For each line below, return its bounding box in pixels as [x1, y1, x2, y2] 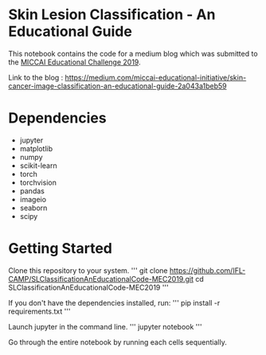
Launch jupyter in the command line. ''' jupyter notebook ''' [8, 322, 202, 331]
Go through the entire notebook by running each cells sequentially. [8, 337, 227, 347]
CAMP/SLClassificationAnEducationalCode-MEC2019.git [8, 274, 194, 283]
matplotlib [19, 143, 53, 153]
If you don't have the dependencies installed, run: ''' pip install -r [8, 298, 221, 307]
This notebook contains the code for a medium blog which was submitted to [8, 49, 258, 58]
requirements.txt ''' [8, 306, 71, 316]
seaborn [19, 203, 48, 213]
